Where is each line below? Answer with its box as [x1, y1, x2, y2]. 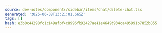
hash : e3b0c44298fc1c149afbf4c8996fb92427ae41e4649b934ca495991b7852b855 [5, 20, 158, 26]
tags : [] [5, 16, 23, 21]
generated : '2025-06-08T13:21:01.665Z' [5, 12, 86, 16]
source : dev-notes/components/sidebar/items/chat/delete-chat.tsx [5, 7, 142, 12]
